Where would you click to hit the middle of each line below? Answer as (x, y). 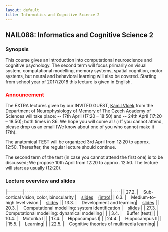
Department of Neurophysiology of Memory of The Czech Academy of (78, 111)
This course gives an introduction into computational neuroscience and (79, 60)
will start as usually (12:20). (33, 168)
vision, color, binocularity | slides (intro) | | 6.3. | (74, 197)
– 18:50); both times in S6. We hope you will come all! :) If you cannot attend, (84, 122)
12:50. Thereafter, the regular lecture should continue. (61, 147)
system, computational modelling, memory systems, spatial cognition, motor (84, 71)
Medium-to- (144, 197)
